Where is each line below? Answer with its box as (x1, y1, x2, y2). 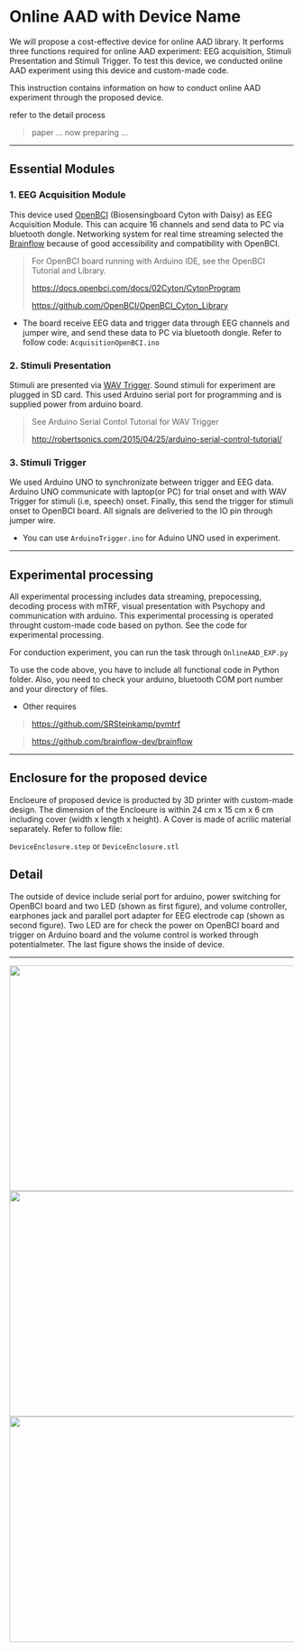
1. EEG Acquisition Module (9, 189, 126, 201)
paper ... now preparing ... (31, 126, 129, 137)
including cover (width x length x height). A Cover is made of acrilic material (9, 814, 291, 825)
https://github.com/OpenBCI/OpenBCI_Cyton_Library (31, 300, 228, 310)
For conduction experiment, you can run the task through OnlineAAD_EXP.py (9, 647, 289, 658)
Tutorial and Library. (31, 264, 106, 276)
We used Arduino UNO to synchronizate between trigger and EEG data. (9, 476, 274, 488)
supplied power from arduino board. (9, 399, 143, 410)
